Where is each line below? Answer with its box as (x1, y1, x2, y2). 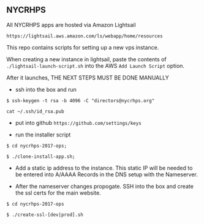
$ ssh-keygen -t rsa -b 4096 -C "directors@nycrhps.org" (6, 97, 155, 103)
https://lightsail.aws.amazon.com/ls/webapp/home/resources (6, 33, 164, 39)
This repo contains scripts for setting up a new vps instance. (6, 43, 159, 51)
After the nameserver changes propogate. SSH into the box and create (15, 182, 194, 190)
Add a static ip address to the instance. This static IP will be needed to (15, 164, 193, 171)
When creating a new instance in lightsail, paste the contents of (6, 55, 167, 63)
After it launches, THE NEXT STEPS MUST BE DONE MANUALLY (6, 73, 170, 81)
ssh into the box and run (15, 86, 77, 93)
